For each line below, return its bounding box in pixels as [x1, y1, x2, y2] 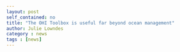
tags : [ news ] [6, 36, 42, 42]
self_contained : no [6, 14, 56, 20]
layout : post [6, 8, 39, 15]
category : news [6, 31, 47, 37]
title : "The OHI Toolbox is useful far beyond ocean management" [6, 20, 175, 26]
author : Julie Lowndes [6, 25, 64, 32]
